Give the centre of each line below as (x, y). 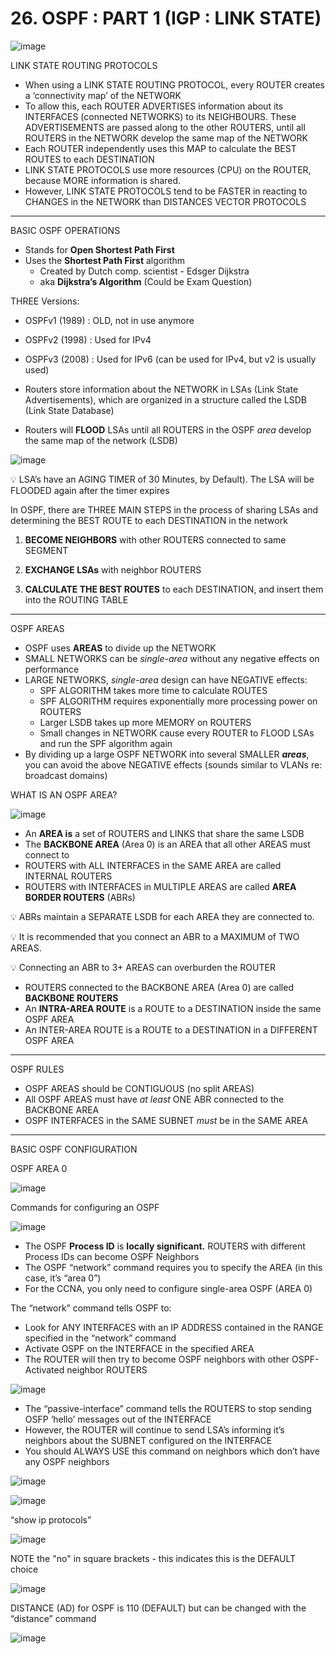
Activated (44, 1369)
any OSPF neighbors (67, 1461)
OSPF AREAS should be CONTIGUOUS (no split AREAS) (139, 1088)
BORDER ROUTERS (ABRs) (80, 897)
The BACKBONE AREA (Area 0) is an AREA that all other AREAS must (167, 844)
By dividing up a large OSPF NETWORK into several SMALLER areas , (167, 754)
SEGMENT (46, 550)
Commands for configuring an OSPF (85, 1207)
